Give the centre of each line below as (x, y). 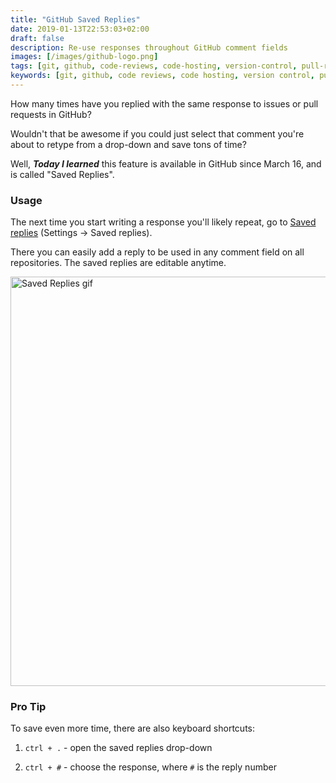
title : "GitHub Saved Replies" (75, 19)
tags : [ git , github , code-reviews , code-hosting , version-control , (154, 66)
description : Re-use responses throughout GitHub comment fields (149, 47)
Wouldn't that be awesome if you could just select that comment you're (157, 133)
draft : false (37, 38)
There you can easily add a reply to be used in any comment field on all (157, 252)
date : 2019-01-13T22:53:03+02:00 (80, 29)
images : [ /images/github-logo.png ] (84, 57)
